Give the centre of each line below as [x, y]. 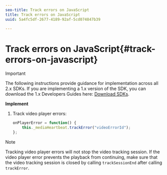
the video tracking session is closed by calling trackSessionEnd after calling [84, 162]
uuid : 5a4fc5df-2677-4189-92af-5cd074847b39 [53, 19]
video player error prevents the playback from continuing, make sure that [81, 157]
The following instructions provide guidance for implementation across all [82, 83]
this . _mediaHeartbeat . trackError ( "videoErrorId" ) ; [76, 128]
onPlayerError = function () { [45, 123]
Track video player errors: [39, 114]
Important [15, 73]
